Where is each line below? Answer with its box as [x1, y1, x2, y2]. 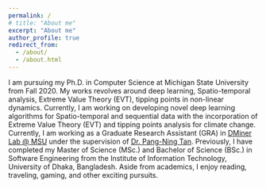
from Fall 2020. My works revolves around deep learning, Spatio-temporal [8, 86, 251, 95]
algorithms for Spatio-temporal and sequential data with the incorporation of [8, 111, 258, 121]
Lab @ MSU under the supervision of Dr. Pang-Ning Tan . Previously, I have [8, 136, 253, 146]
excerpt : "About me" [8, 26, 77, 34]
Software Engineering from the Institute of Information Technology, [8, 153, 228, 163]
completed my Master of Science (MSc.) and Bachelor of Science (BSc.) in [8, 144, 253, 155]
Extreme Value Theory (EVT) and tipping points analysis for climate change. [8, 120, 256, 129]
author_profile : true [8, 33, 80, 42]
